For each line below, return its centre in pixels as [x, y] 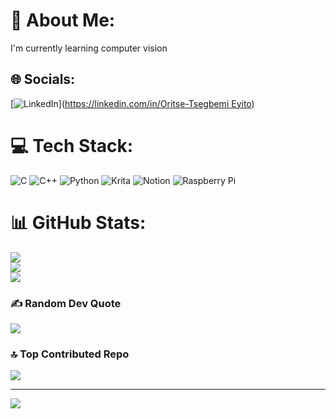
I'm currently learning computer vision [89, 48]
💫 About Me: [63, 20]
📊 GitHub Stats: [78, 222]
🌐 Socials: [43, 79]
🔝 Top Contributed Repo [70, 354]
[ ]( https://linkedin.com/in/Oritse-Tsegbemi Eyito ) [132, 103]
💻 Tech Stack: [72, 145]
